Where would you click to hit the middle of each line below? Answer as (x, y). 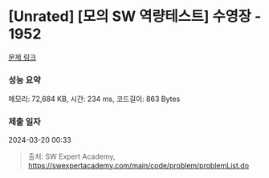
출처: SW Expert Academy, (71, 156)
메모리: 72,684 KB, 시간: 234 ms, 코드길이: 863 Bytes (94, 99)
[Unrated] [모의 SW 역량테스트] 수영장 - (135, 16)
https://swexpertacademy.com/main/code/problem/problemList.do (139, 165)
